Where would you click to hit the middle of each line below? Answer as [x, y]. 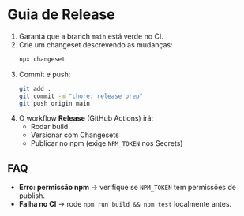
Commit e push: [45, 74]
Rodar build [49, 127]
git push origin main [54, 103]
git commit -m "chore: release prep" [81, 96]
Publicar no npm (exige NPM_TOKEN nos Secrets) [107, 143]
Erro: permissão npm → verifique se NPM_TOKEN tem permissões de [127, 188]
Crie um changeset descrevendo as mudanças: [96, 44]
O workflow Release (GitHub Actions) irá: [86, 118]
